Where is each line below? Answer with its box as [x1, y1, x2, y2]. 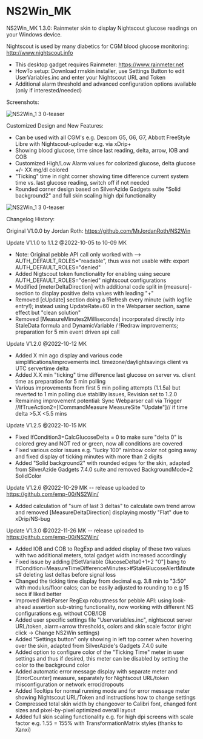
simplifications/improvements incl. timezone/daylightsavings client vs [15, 358, 188, 365]
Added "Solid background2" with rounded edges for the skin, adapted [15, 459, 190, 466]
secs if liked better [15, 590, 62, 597]
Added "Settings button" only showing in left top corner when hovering [15, 635, 193, 642]
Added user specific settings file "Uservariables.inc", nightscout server [15, 616, 193, 624]
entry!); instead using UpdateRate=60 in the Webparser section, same [15, 302, 190, 309]
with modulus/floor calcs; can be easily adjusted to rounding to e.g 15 [15, 583, 189, 591]
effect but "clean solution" [15, 309, 81, 316]
